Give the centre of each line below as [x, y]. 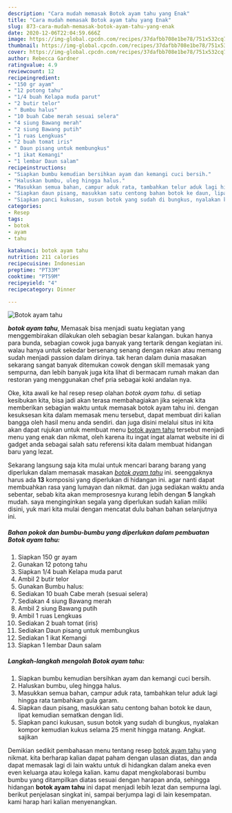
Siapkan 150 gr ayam [48, 557]
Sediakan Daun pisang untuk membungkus [78, 631]
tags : [15, 219]
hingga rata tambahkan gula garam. [68, 700]
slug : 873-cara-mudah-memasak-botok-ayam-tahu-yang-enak [91, 26]
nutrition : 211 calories [43, 257]
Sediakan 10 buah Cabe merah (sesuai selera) [83, 594]
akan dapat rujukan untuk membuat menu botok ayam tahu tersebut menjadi [116, 430]
